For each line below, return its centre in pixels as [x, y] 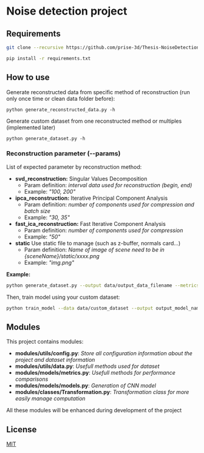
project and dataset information [55, 360]
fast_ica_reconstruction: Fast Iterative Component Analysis [90, 223]
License [22, 429]
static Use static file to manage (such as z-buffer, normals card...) [98, 243]
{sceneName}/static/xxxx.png [62, 256]
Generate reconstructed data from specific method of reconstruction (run [98, 92]
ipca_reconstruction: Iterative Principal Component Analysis [91, 198]
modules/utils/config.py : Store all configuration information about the [104, 353]
